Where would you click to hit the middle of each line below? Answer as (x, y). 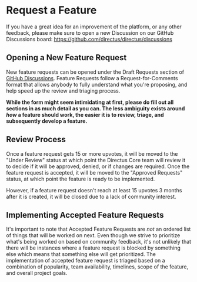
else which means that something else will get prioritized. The (81, 254)
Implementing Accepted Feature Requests (85, 215)
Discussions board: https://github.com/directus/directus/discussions (89, 39)
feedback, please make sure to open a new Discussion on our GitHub (90, 32)
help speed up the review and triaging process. (63, 91)
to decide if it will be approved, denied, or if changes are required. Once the (98, 166)
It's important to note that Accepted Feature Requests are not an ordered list (98, 229)
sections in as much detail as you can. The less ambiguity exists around (96, 108)
